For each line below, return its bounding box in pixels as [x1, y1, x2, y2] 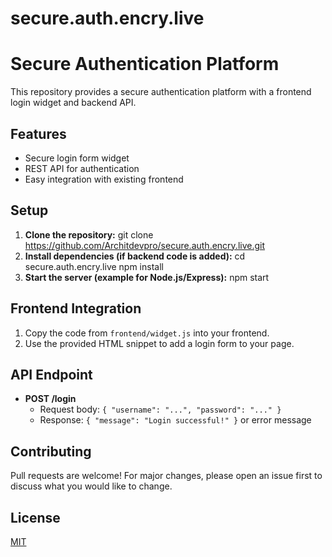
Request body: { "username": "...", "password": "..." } [39, 403, 282, 416]
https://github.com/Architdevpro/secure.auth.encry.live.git [24, 239, 266, 251]
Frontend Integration [10, 300, 142, 317]
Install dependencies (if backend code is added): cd [24, 250, 246, 262]
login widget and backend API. [10, 97, 137, 109]
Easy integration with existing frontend [24, 173, 184, 185]
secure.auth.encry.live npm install [24, 260, 164, 272]
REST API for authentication [24, 162, 140, 174]
